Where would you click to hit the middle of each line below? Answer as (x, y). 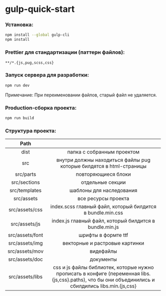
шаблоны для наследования (103, 191)
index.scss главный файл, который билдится (103, 207)
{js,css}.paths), (69, 280)
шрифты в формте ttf (103, 235)
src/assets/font (26, 235)
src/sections (26, 182)
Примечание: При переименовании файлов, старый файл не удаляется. (81, 95)
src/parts (25, 174)
